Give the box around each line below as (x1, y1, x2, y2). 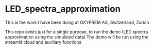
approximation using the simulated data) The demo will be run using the (5, 34, 149, 40)
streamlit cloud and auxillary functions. (5, 39, 83, 45)
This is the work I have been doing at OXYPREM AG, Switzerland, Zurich (5, 19, 150, 25)
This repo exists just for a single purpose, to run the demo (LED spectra (5, 29, 148, 34)
